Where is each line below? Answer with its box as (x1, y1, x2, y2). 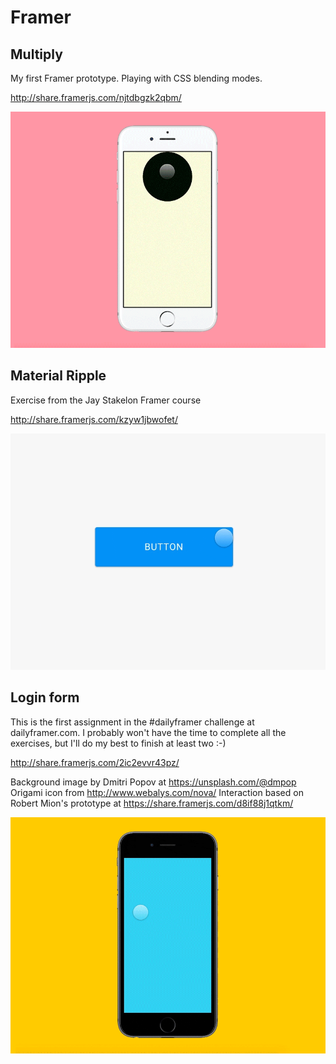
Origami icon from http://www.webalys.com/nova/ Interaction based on (10, 786, 304, 798)
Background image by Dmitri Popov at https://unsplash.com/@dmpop (10, 776, 297, 788)
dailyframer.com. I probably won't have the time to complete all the (10, 726, 287, 738)
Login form (10, 689, 80, 706)
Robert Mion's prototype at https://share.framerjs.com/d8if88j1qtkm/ (10, 797, 294, 809)
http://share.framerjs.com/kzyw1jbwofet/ (10, 413, 178, 425)
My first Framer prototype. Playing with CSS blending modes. (10, 72, 263, 84)
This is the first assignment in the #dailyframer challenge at (10, 716, 255, 728)
